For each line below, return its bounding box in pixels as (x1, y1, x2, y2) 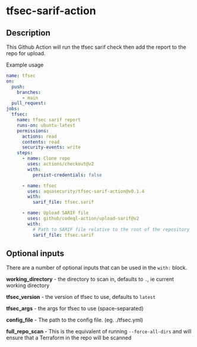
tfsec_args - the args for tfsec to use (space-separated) (6, 305, 144, 312)
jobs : (6, 106, 20, 112)
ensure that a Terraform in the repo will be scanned (6, 334, 132, 342)
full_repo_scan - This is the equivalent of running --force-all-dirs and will (6, 328, 192, 335)
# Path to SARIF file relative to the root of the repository (32, 227, 190, 233)
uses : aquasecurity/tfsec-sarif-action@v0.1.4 (27, 188, 145, 194)
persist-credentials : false (32, 172, 102, 178)
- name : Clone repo (21, 155, 70, 161)
